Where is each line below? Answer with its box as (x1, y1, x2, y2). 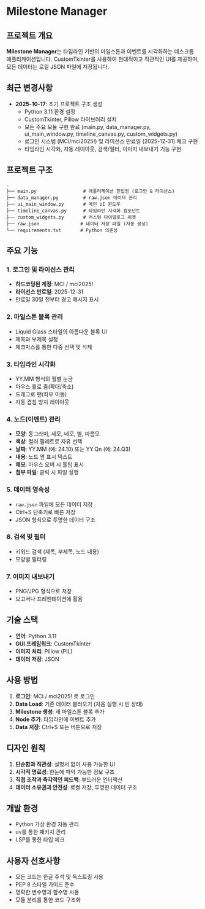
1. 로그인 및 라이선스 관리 (6, 265, 75, 274)
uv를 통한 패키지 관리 (15, 828, 66, 836)
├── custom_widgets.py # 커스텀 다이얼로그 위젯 (6, 214, 136, 220)
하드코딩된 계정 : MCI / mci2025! (15, 281, 94, 288)
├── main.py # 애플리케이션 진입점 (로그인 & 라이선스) (6, 188, 175, 194)
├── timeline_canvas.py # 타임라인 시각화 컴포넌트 (6, 208, 141, 214)
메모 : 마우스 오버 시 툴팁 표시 (15, 461, 84, 468)
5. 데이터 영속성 (6, 485, 50, 494)
